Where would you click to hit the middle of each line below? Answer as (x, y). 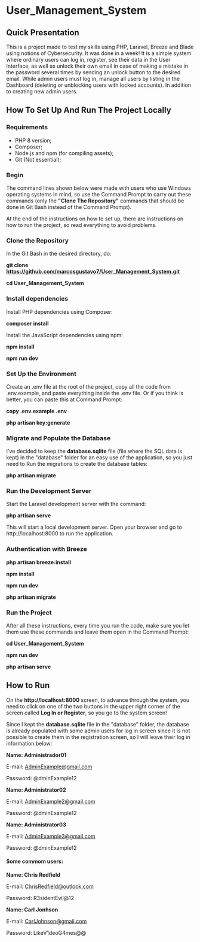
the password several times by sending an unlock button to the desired (93, 72)
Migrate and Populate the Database (59, 438)
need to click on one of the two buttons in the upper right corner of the (93, 706)
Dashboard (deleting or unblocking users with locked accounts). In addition (99, 85)
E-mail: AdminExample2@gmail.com (51, 801)
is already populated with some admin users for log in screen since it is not (98, 731)
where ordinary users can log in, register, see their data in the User (88, 60)
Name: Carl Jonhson (32, 910)
